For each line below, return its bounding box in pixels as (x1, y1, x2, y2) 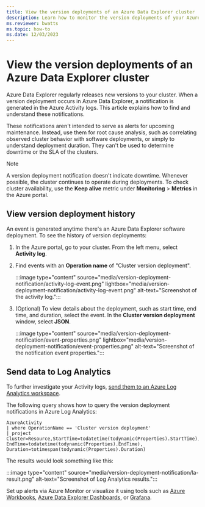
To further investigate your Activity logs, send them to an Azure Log (6, 383, 177, 390)
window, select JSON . (15, 318, 71, 325)
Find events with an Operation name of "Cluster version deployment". (15, 262, 191, 269)
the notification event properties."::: (15, 349, 105, 356)
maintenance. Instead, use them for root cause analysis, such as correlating (6, 129, 197, 136)
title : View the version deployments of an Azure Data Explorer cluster (6, 9, 195, 15)
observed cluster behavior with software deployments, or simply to (6, 135, 175, 143)
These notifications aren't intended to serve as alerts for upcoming (6, 123, 174, 130)
